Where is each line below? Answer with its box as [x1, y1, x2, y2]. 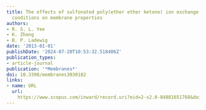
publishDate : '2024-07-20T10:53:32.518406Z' [6, 49, 122, 55]
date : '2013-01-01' [6, 43, 56, 50]
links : [6, 77, 23, 83]
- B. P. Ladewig [6, 37, 48, 43]
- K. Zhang [6, 32, 34, 38]
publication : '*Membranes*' [6, 65, 78, 72]
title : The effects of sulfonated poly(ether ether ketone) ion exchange [6, 9, 199, 15]
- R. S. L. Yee [6, 26, 45, 32]
